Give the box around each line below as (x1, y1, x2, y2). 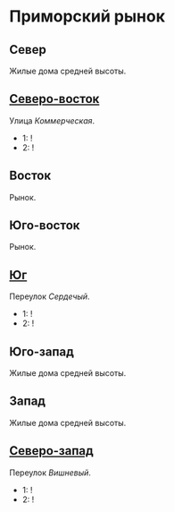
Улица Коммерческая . (9, 115, 95, 126)
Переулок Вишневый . (9, 467, 92, 478)
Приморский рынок (9, 6, 165, 27)
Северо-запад (9, 443, 94, 458)
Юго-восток (9, 218, 80, 234)
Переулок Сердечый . (9, 291, 91, 302)
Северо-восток (9, 91, 100, 107)
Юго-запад (9, 344, 74, 359)
